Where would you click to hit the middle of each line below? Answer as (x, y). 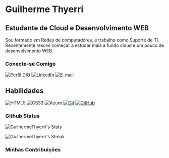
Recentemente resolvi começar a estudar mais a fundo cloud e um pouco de (85, 45)
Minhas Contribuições (33, 150)
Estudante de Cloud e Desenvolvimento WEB (77, 28)
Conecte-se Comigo (31, 64)
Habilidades (24, 91)
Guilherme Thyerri (44, 9)
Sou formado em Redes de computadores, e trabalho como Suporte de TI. (82, 40)
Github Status (22, 116)
